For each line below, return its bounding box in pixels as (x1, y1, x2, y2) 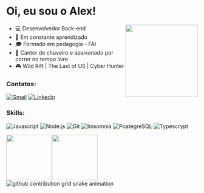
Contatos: (6, 80, 36, 88)
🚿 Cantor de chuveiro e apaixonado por (15, 49, 114, 56)
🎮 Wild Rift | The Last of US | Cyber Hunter (15, 62, 124, 69)
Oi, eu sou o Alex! (6, 4, 97, 18)
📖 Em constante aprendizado (15, 33, 88, 41)
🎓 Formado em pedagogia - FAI (15, 40, 97, 47)
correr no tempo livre (15, 55, 69, 63)
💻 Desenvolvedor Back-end (15, 24, 86, 32)
